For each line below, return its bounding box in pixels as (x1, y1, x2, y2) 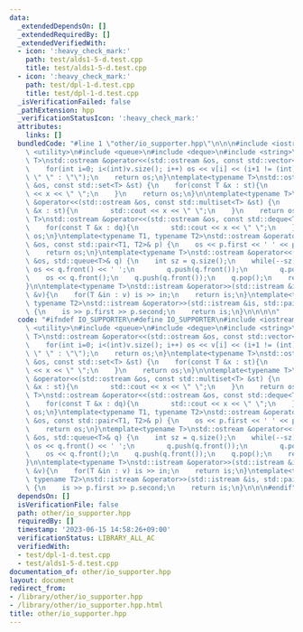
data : (9, 13, 30, 23)
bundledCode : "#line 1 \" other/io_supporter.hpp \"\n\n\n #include (17, 139, 269, 148)
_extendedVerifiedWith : (17, 38, 106, 48)
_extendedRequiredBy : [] (17, 30, 111, 39)
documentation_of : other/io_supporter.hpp (9, 567, 171, 576)
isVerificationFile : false (17, 500, 119, 509)
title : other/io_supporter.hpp (9, 609, 127, 618)
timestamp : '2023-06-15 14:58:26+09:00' (17, 525, 171, 534)
